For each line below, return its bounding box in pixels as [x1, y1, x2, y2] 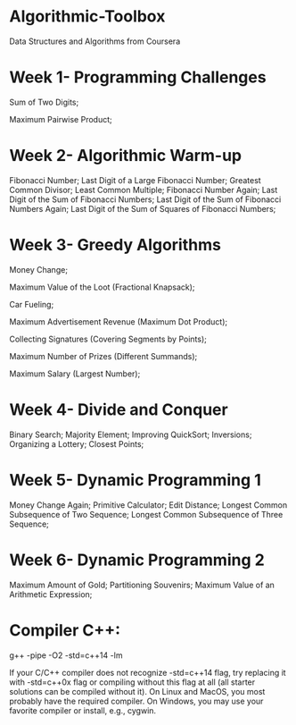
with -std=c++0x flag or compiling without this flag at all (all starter [9, 677, 256, 687]
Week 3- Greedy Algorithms [9, 235, 221, 255]
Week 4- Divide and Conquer [9, 400, 229, 419]
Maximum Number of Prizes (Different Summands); [9, 350, 198, 361]
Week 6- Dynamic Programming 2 [9, 550, 265, 569]
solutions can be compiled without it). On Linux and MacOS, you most [9, 686, 266, 696]
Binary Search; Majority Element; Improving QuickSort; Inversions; [9, 429, 252, 440]
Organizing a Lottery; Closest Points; [9, 438, 144, 449]
